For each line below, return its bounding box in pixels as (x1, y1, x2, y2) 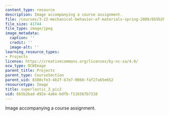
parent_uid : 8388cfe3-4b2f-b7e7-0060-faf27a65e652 (5, 77, 114, 82)
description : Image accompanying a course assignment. (5, 12, 123, 17)
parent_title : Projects (5, 68, 55, 73)
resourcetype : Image (5, 82, 49, 87)
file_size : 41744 (5, 21, 42, 27)
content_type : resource (5, 7, 55, 13)
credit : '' (10, 40, 33, 45)
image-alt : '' (10, 45, 39, 50)
